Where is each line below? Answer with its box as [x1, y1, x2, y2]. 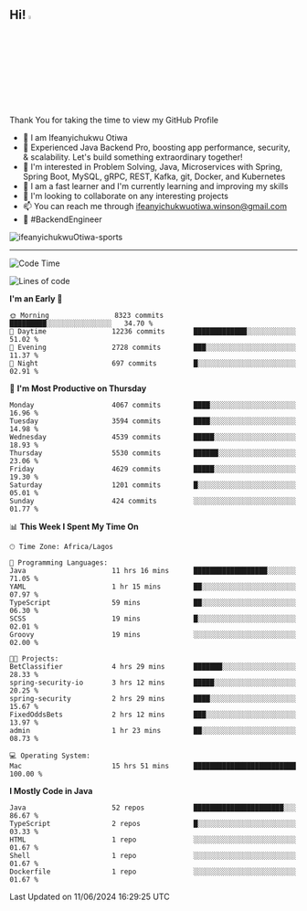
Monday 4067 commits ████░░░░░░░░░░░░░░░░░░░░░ [9, 400, 297, 409]
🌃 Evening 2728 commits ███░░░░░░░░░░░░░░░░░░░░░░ [9, 343, 297, 352]
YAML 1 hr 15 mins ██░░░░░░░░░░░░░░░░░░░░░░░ [9, 582, 297, 591]
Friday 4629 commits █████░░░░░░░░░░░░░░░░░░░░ [9, 464, 297, 473]
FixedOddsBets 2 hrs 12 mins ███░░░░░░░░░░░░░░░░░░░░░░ [9, 710, 297, 719]
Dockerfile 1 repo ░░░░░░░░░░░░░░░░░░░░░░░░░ [9, 867, 297, 876]
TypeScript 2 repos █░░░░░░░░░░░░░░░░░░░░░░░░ [9, 819, 297, 828]
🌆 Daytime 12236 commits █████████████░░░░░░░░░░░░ [9, 326, 297, 336]
